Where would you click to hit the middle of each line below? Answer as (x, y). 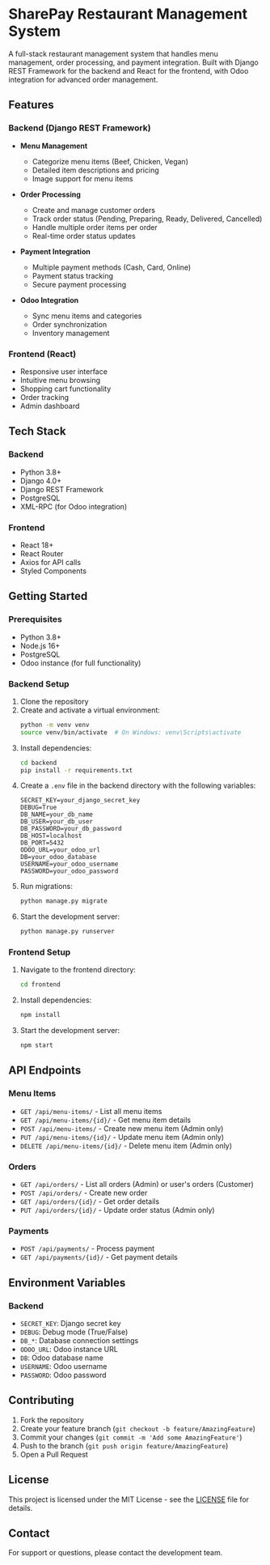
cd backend (38, 763)
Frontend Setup (40, 952)
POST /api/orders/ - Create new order (84, 1193)
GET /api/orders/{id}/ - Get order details (90, 1201)
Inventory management (71, 333)
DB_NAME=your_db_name (56, 814)
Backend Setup (39, 683)
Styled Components (53, 571)
